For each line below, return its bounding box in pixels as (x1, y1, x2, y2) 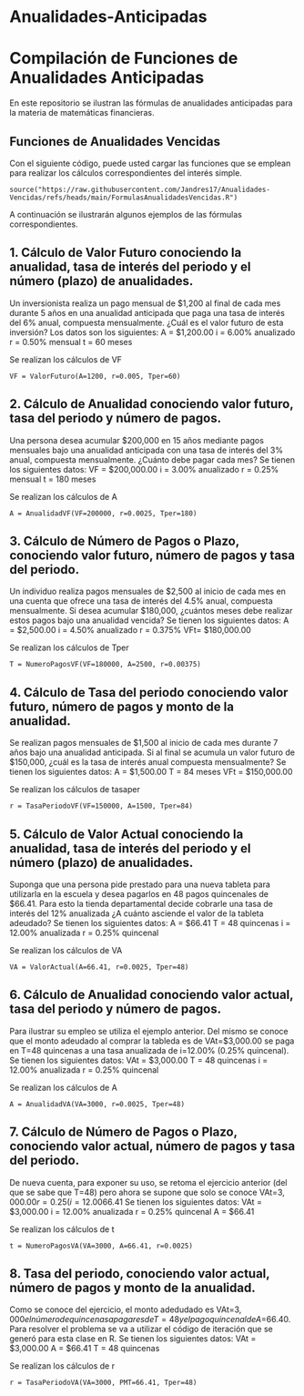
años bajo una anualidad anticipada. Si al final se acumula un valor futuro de (9, 747, 296, 758)
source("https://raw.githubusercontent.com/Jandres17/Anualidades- (9, 185, 271, 194)
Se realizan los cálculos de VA (9, 945, 123, 955)
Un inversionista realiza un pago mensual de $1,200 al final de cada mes (9, 298, 281, 309)
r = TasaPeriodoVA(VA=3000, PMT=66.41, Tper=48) (9, 1378, 198, 1388)
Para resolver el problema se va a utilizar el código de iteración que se (9, 1323, 273, 1335)
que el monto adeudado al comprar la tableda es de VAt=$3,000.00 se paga (9, 1035, 295, 1046)
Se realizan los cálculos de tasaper (9, 784, 141, 795)
